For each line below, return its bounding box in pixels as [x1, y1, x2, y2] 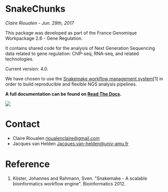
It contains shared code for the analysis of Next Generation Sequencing [5, 45, 155, 51]
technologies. [5, 56, 34, 62]
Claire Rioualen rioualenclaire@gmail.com [12, 135, 100, 141]
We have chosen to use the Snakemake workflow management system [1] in [5, 75, 163, 81]
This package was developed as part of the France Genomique [5, 30, 137, 36]
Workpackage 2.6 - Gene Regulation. [5, 35, 83, 41]
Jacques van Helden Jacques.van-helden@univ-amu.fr [12, 141, 129, 147]
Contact [5, 118, 40, 130]
